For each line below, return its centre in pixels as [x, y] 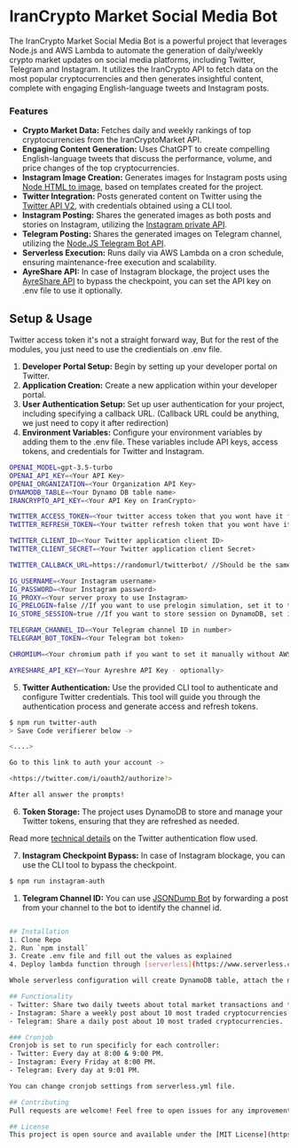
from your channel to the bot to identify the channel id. [122, 908]
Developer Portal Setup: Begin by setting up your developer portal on [149, 366]
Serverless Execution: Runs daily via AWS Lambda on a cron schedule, [153, 253]
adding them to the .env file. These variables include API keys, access [150, 442]
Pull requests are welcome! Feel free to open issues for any [126, 1111]
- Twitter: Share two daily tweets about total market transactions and [146, 1004]
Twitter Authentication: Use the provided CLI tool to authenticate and [150, 687]
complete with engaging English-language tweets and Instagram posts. [139, 88]
